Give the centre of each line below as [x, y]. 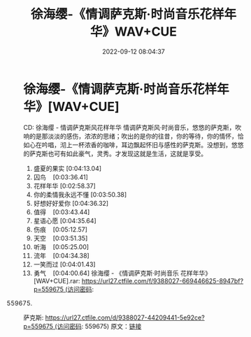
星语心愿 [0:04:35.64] [65, 220]
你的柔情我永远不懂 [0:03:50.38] [80, 194]
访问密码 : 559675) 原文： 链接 [99, 326]
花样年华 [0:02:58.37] [65, 186]
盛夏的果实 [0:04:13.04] [67, 168]
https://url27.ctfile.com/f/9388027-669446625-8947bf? [163, 280]
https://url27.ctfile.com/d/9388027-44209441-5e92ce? [125, 317]
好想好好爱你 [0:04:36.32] [71, 203]
